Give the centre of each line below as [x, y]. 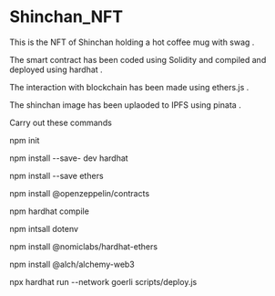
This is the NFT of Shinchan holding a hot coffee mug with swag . [132, 42]
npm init [25, 140]
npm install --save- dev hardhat [69, 158]
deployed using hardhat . [56, 69]
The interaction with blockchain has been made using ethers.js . [129, 87]
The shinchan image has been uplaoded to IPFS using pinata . [125, 105]
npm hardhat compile [49, 211]
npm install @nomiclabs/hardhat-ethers [83, 246]
